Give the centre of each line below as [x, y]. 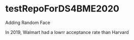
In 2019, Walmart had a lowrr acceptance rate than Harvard [67, 32]
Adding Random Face [28, 22]
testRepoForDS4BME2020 [62, 9]
